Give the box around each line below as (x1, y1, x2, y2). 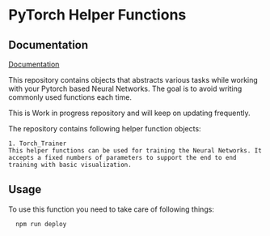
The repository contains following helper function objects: (8, 124, 201, 133)
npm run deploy (15, 220, 67, 228)
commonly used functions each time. (8, 92, 132, 102)
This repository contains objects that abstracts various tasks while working (8, 75, 259, 84)
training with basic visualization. (8, 161, 132, 169)
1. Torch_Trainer (8, 139, 67, 148)
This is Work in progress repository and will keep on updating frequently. (8, 108, 251, 118)
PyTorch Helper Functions (8, 6, 187, 24)
